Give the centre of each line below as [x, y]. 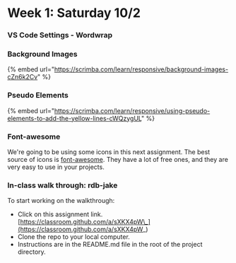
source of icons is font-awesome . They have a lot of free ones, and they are [118, 159]
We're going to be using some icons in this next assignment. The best [109, 152]
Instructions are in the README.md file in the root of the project [110, 245]
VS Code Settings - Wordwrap [60, 35]
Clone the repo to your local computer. [74, 237]
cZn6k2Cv [23, 77]
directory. [31, 252]
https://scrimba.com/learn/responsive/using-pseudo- [132, 110]
